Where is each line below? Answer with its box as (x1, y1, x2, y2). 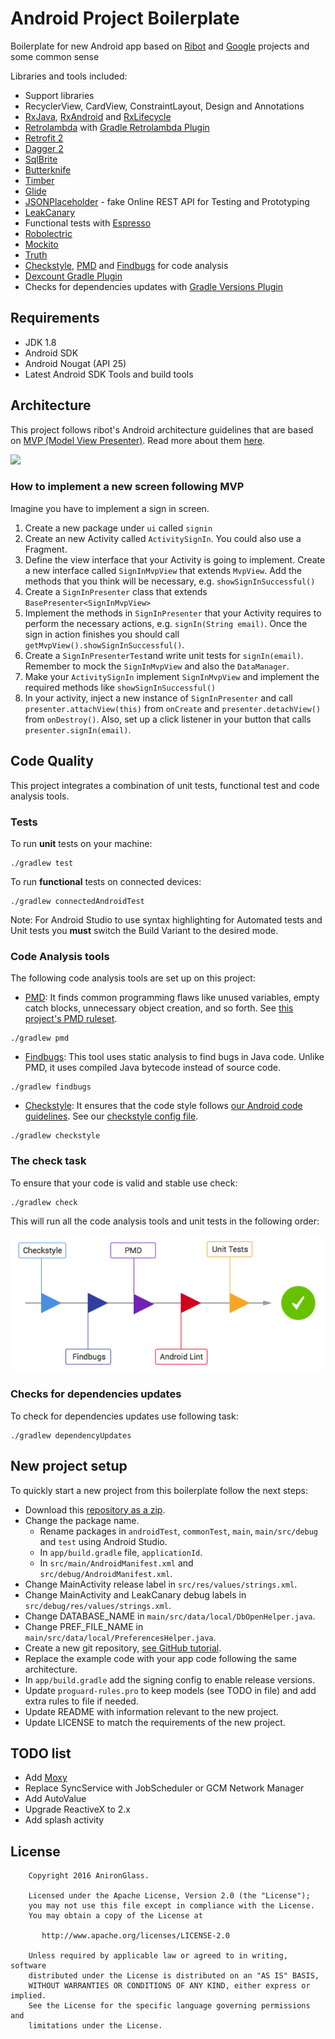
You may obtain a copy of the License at (28, 1911, 203, 1921)
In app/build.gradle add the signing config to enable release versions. (24, 1673, 316, 1686)
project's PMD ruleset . (24, 1013, 118, 1025)
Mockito (24, 238, 59, 250)
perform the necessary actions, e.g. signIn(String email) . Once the (24, 617, 308, 629)
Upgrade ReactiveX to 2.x (24, 1803, 131, 1816)
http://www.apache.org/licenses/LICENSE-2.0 (41, 1931, 230, 1941)
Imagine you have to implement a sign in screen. (10, 502, 210, 514)
